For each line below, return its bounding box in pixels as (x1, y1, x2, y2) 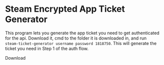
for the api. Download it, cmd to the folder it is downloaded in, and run (5, 35, 147, 41)
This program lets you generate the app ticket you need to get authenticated (5, 30, 160, 36)
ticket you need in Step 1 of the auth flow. (5, 45, 89, 51)
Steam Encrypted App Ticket (5, 3, 125, 15)
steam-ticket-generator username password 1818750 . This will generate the (5, 40, 157, 46)
